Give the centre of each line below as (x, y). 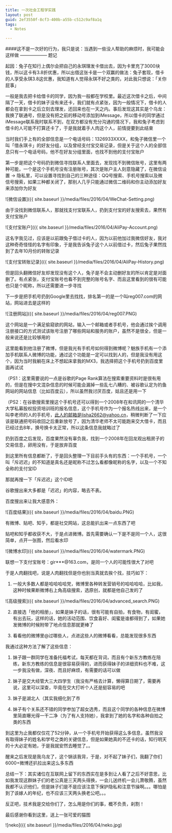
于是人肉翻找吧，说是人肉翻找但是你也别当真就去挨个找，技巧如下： (77, 573)
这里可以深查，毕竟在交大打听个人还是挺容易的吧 (73, 688)
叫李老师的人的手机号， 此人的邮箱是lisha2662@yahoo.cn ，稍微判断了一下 (84, 415)
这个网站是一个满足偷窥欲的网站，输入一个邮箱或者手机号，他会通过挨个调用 (86, 325)
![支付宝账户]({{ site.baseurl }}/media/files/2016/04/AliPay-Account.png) (82, 227)
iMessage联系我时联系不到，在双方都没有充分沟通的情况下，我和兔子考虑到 (85, 122)
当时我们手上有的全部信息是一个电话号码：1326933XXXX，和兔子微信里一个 (86, 139)
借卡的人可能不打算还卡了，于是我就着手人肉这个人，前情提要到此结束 (79, 128)
